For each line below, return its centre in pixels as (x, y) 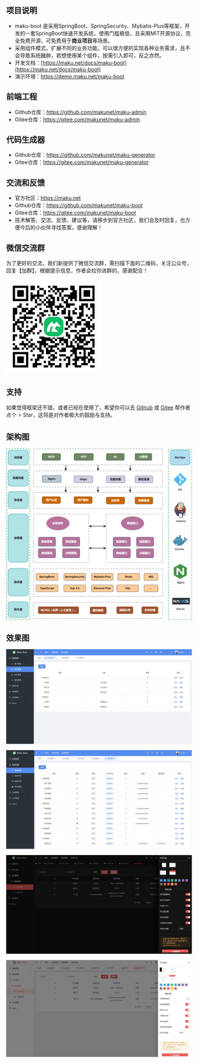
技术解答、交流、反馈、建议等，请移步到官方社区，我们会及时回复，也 (100, 220)
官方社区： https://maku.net (48, 198)
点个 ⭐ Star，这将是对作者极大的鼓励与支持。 (61, 415)
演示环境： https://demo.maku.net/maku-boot (70, 76)
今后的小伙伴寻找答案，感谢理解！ (61, 227)
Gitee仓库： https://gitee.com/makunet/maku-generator (82, 162)
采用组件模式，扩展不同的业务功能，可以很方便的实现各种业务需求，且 (100, 48)
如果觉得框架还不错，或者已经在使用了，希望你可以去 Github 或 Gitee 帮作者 (98, 407)
